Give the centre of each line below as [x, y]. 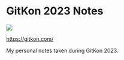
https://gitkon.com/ [30, 39]
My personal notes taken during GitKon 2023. [62, 50]
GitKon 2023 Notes [55, 11]
